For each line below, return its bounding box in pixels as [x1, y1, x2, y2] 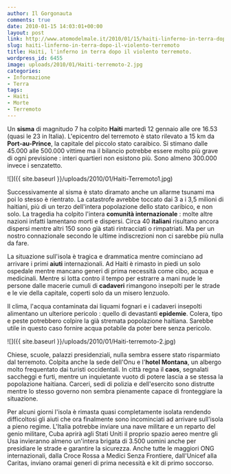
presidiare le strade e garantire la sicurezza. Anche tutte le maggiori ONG [7, 444, 214, 452]
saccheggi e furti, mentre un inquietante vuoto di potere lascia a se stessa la [7, 372, 223, 381]
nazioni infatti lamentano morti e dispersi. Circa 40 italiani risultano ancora [7, 217, 219, 225]
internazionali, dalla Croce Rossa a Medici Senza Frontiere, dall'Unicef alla [7, 451, 217, 460]
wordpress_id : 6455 [7, 55, 63, 62]
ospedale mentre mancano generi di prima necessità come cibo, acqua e [7, 267, 214, 275]
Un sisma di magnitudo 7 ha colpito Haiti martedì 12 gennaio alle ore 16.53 [7, 124, 218, 133]
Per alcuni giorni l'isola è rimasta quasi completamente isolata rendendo [7, 407, 211, 416]
